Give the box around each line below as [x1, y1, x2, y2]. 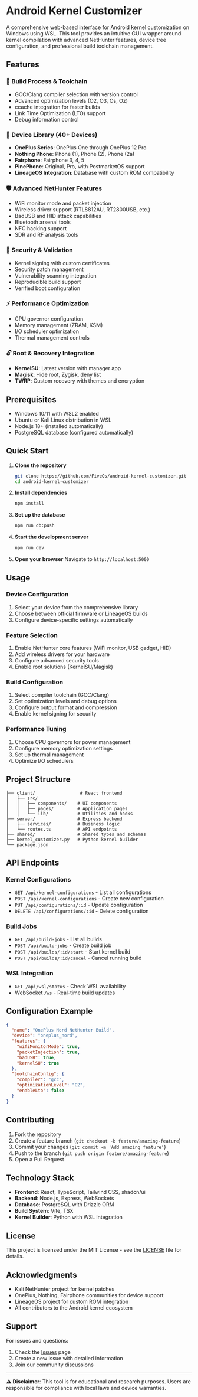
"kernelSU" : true [16, 1060, 60, 1066]
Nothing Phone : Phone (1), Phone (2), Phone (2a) [14, 150, 135, 157]
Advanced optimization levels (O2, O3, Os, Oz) [14, 97, 128, 104]
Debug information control [14, 116, 79, 123]
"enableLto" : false [16, 1088, 65, 1094]
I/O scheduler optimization [14, 328, 80, 335]
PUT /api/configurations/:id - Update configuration [14, 902, 143, 909]
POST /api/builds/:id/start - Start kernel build [14, 948, 131, 955]
